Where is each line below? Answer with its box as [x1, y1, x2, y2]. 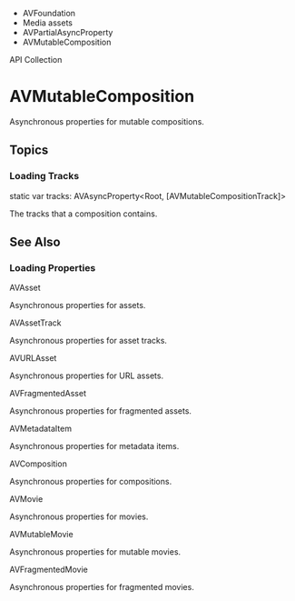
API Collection [9, 55, 63, 65]
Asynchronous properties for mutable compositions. [9, 115, 204, 126]
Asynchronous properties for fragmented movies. [9, 582, 195, 593]
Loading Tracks [9, 170, 80, 183]
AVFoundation [22, 8, 75, 18]
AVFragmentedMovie [9, 564, 88, 576]
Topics [9, 143, 49, 158]
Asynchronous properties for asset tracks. [9, 336, 168, 346]
